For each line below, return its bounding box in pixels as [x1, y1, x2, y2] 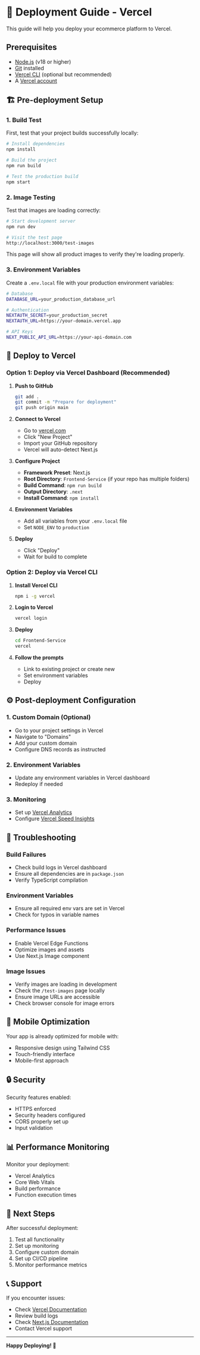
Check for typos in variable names [14, 911, 99, 919]
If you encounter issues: [6, 1294, 65, 1301]
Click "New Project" [23, 433, 73, 441]
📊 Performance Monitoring [6, 1142, 110, 1152]
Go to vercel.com [23, 427, 67, 434]
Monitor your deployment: [6, 1161, 70, 1168]
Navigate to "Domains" [14, 733, 71, 740]
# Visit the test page [6, 235, 62, 241]
